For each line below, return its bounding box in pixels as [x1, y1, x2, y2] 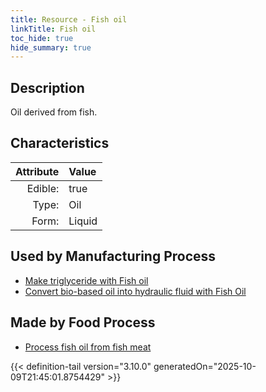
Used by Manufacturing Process [10, 248, 217, 265]
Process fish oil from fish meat [24, 341, 152, 353]
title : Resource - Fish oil [10, 14, 128, 25]
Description [10, 79, 85, 96]
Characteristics [10, 135, 110, 152]
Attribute [15, 164, 60, 178]
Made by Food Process [10, 314, 156, 331]
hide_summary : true [10, 42, 92, 53]
